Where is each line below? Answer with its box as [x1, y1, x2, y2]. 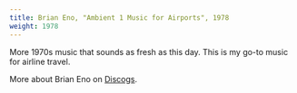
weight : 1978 [9, 22, 59, 31]
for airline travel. [9, 56, 71, 67]
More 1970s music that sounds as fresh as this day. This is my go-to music [9, 46, 289, 57]
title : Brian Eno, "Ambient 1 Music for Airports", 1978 [9, 13, 230, 23]
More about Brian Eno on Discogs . [9, 73, 138, 84]
